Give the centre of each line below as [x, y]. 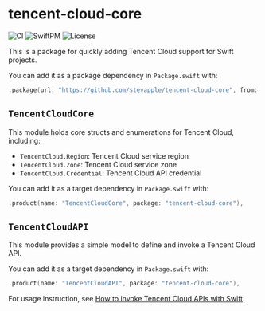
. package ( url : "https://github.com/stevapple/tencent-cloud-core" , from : [133, 90]
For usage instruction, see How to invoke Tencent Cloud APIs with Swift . [127, 299]
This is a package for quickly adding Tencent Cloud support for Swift [121, 51]
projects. [23, 60]
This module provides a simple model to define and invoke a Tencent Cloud [132, 245]
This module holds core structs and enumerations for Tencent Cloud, [121, 132]
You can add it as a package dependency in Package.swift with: [113, 75]
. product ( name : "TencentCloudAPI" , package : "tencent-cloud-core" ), [124, 284]
